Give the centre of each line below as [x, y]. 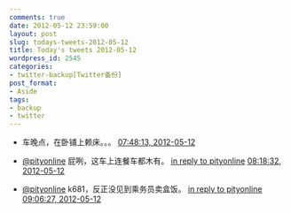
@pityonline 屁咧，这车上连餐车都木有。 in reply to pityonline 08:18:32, [152, 161]
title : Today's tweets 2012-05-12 [73, 50]
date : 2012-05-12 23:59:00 [59, 26]
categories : [31, 67]
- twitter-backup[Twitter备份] [66, 75]
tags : [19, 99]
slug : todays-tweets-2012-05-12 [69, 42]
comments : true [37, 17]
